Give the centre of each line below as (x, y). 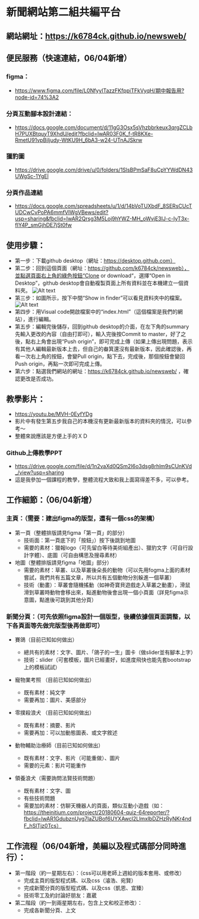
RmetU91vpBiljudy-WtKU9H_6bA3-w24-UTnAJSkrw (78, 140)
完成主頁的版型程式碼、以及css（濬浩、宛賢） (80, 880)
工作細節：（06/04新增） (51, 500)
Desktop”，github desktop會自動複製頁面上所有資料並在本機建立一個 (99, 283)
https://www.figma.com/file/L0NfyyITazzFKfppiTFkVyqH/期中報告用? (99, 91)
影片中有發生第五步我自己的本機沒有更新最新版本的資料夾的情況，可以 (101, 421)
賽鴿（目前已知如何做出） (46, 640)
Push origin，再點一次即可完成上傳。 (60, 363)
